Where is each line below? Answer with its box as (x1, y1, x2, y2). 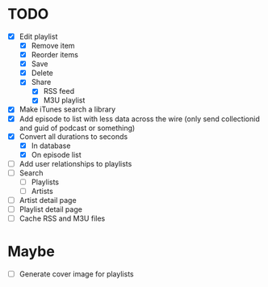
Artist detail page (19, 196, 77, 205)
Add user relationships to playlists (19, 158, 132, 168)
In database (31, 141, 71, 150)
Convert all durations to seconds (19, 131, 128, 141)
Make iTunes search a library (19, 104, 116, 114)
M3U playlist (43, 95, 86, 105)
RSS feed (43, 87, 74, 96)
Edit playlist (19, 32, 58, 41)
